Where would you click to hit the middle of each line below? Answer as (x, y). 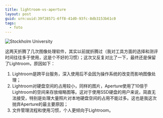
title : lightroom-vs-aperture (36, 9)
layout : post (18, 14)
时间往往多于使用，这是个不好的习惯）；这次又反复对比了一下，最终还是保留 (81, 58)
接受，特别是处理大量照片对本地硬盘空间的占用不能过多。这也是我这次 (86, 98)
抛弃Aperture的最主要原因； (40, 104)
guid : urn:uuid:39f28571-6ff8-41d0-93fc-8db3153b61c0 (61, 18)
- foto (16, 28)
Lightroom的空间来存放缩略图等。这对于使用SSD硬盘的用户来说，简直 (82, 92)
